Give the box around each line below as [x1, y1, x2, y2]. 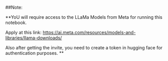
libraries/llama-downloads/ [5, 35, 62, 41]
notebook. [5, 20, 27, 25]
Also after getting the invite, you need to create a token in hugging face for [5, 45, 163, 50]
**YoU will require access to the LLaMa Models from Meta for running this [5, 14, 163, 20]
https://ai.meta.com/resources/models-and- [43, 29, 136, 35]
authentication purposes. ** [5, 50, 64, 56]
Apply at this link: [5, 29, 42, 35]
